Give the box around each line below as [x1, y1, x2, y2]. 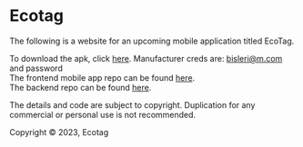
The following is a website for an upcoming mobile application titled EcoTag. [9, 35, 295, 46]
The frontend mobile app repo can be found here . [9, 72, 196, 83]
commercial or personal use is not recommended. [9, 109, 197, 120]
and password [9, 63, 64, 73]
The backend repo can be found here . [9, 82, 152, 93]
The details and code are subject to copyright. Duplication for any [9, 99, 256, 110]
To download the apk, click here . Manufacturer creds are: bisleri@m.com [9, 53, 283, 64]
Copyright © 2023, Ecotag [9, 126, 109, 137]
